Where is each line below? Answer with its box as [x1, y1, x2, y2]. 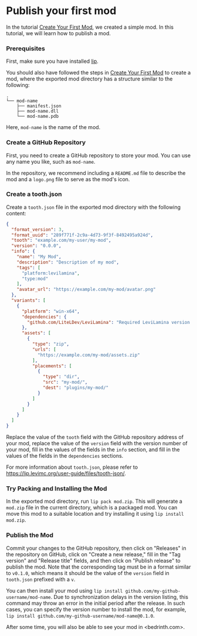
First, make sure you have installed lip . [6, 57, 98, 65]
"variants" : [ [11, 297, 46, 303]
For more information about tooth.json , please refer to [6, 464, 138, 471]
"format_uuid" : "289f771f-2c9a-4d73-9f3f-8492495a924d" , [11, 232, 154, 238]
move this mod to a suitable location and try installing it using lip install [6, 510, 184, 517]
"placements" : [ [32, 363, 72, 369]
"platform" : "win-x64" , [21, 308, 80, 314]
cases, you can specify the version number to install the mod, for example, [6, 605, 186, 613]
